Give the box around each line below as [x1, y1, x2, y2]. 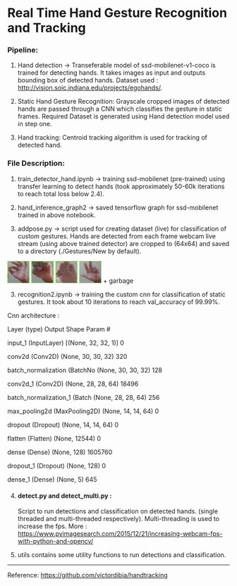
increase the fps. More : [17, 522, 87, 530]
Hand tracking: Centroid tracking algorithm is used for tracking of [17, 133, 208, 142]
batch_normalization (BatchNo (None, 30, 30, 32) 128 [7, 366, 162, 374]
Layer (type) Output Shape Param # [7, 325, 111, 334]
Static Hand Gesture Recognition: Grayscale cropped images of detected [17, 97, 230, 106]
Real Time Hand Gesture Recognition [7, 5, 228, 21]
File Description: [7, 159, 66, 169]
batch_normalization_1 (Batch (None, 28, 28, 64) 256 [7, 393, 160, 402]
